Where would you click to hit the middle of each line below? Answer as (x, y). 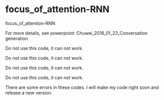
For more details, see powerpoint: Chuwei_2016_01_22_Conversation (76, 33)
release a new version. (29, 92)
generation (16, 38)
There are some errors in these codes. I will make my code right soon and (82, 87)
